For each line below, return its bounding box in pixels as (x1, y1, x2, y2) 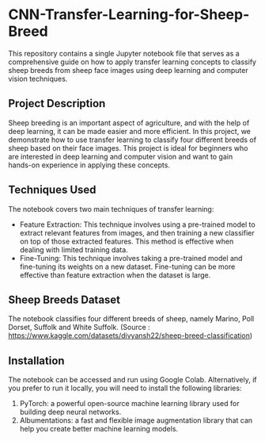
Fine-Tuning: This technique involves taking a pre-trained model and (19, 253, 243, 263)
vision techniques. (8, 74, 68, 83)
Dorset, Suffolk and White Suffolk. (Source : (8, 323, 150, 332)
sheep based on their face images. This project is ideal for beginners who (8, 143, 248, 152)
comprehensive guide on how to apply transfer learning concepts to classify (8, 57, 257, 67)
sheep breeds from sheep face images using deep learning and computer (8, 65, 248, 75)
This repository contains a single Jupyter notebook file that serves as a (8, 48, 240, 58)
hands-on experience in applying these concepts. (8, 160, 170, 170)
